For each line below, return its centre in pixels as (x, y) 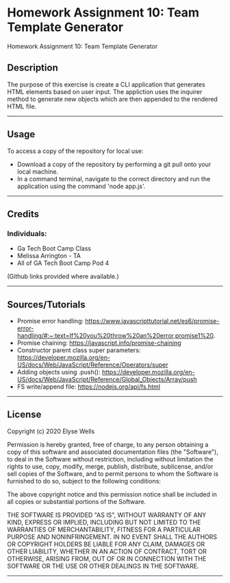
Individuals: (27, 233)
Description (33, 68)
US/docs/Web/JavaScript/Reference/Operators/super (93, 365)
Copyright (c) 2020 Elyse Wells (51, 431)
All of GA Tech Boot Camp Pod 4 (63, 263)
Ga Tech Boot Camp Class (54, 249)
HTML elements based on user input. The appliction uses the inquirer (105, 91)
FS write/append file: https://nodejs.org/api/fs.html (89, 387)
